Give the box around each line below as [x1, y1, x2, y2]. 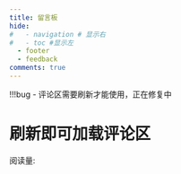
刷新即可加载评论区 [9, 124, 151, 144]
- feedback [17, 55, 58, 64]
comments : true [9, 64, 66, 73]
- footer [17, 47, 50, 56]
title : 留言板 [9, 13, 58, 22]
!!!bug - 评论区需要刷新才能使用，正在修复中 [9, 89, 172, 100]
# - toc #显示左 [9, 38, 74, 48]
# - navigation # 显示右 [9, 30, 106, 39]
